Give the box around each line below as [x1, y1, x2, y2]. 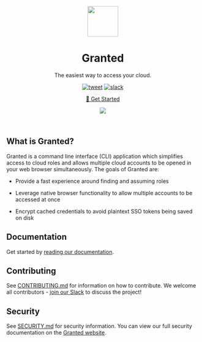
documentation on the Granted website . [6, 329, 107, 336]
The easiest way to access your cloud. [54, 71, 152, 79]
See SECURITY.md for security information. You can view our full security [6, 322, 193, 330]
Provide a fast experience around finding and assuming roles [15, 177, 170, 185]
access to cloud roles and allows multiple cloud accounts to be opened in [6, 159, 192, 166]
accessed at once [15, 196, 61, 203]
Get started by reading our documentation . [6, 248, 114, 255]
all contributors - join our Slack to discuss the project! [6, 288, 142, 296]
